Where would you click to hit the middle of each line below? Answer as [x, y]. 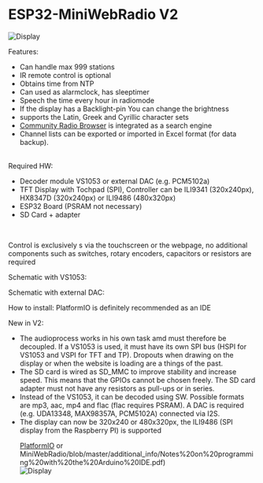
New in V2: [26, 323]
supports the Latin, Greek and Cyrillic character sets [104, 117]
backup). [34, 142]
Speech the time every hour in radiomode [87, 100]
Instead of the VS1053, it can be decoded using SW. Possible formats [132, 396]
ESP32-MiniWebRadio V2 [93, 15]
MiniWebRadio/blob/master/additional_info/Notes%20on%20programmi [136, 454]
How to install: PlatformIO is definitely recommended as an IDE [109, 307]
